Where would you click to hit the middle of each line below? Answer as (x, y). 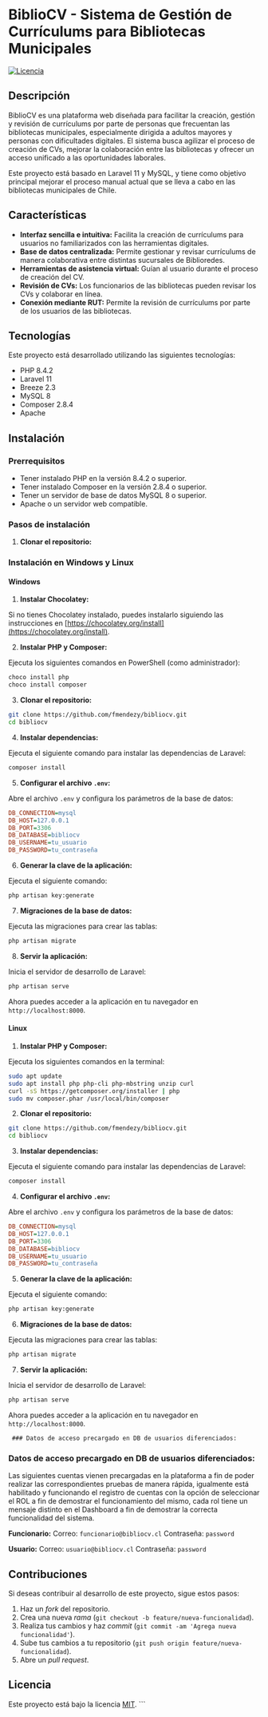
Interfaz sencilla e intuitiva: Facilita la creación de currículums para (132, 234)
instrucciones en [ (38, 623)
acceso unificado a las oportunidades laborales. (87, 157)
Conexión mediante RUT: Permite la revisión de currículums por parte (135, 302)
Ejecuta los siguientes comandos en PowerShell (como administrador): (124, 663)
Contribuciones (48, 1574)
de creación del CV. (52, 276)
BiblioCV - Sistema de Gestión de (120, 15)
